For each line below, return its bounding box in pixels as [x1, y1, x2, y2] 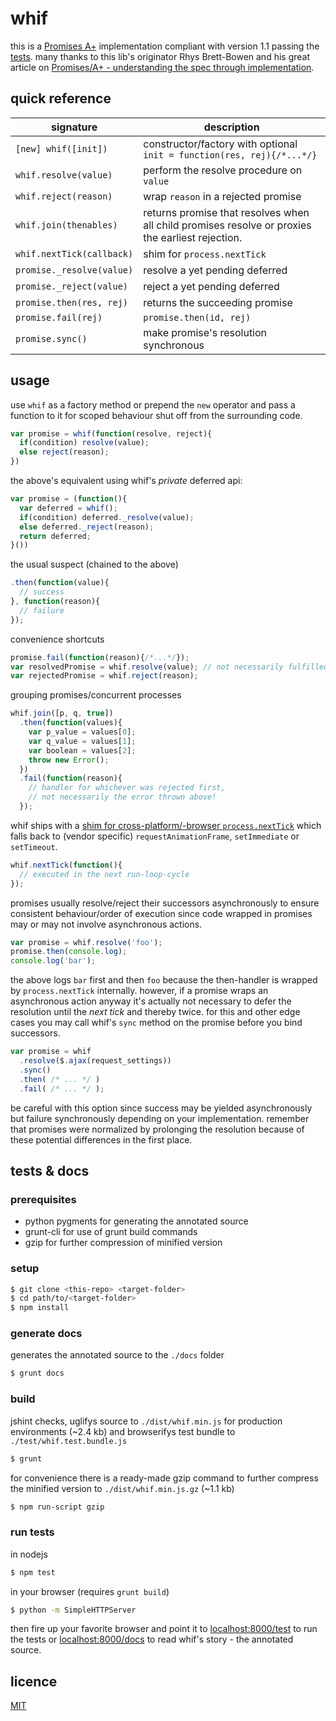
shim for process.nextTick [143, 247, 267, 261]
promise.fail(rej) [15, 312, 103, 323]
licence [10, 1673, 58, 1690]
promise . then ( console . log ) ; [10, 947, 128, 957]
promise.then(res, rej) [15, 297, 129, 308]
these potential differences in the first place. [10, 1133, 193, 1146]
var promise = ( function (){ [10, 494, 128, 504]
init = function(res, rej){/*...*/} [143, 149, 318, 161]
